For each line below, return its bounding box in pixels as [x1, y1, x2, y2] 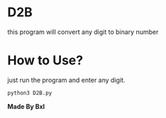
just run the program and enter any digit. [7, 76, 126, 84]
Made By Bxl [7, 102, 45, 110]
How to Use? [7, 52, 84, 69]
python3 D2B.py [7, 89, 52, 96]
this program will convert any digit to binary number [7, 28, 159, 36]
